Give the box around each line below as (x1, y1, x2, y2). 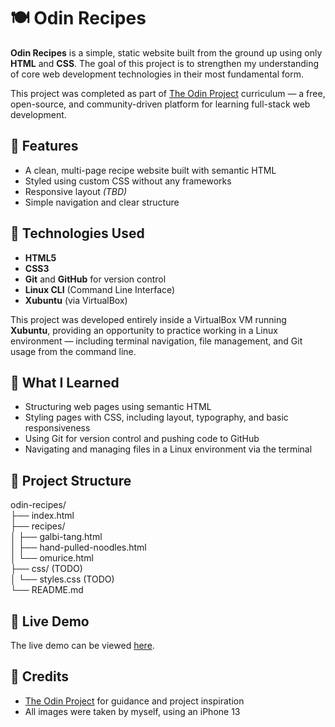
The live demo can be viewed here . (10, 640, 155, 651)
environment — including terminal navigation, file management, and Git (10, 335, 303, 347)
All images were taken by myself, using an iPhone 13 (24, 705, 241, 717)
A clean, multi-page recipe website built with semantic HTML (24, 164, 277, 176)
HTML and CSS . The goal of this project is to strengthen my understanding (10, 57, 320, 69)
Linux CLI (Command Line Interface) (24, 283, 176, 295)
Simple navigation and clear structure (24, 196, 180, 208)
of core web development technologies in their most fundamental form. (10, 68, 304, 80)
